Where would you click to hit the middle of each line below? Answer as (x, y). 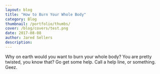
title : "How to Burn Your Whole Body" (46, 14)
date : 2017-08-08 (23, 33)
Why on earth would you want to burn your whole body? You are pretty (78, 56)
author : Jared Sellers (29, 38)
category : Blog (21, 19)
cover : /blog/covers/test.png (37, 28)
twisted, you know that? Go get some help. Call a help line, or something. (81, 62)
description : (19, 42)
